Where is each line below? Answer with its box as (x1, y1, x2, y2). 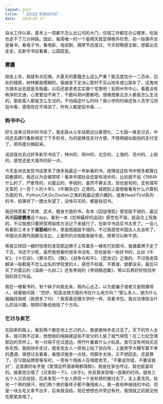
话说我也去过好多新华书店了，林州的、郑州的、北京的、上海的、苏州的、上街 (5, 151, 158, 157)
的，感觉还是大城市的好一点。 (5, 157, 65, 163)
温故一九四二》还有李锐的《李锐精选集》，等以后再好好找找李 (34, 267, 156, 273)
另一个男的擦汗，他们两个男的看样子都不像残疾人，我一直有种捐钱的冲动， (5, 382, 154, 388)
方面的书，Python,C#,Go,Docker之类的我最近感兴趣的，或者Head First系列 (5, 192, 154, 198)
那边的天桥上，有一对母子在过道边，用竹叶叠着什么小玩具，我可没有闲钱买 (5, 339, 154, 345)
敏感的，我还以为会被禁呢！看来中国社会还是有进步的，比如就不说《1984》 (9, 174, 157, 179)
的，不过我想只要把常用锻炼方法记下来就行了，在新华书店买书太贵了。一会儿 (5, 220, 158, 226)
